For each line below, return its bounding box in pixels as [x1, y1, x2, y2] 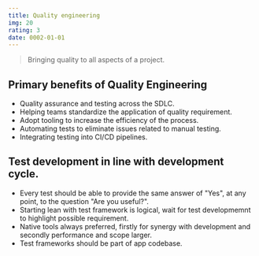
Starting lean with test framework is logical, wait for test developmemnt [19, 205, 251, 214]
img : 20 [8, 19, 34, 27]
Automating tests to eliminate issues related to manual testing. [19, 124, 222, 134]
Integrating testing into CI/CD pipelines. [19, 132, 148, 142]
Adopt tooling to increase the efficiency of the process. [19, 116, 199, 125]
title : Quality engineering [8, 11, 101, 20]
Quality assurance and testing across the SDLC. [19, 99, 175, 109]
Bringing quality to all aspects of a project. [27, 55, 165, 65]
